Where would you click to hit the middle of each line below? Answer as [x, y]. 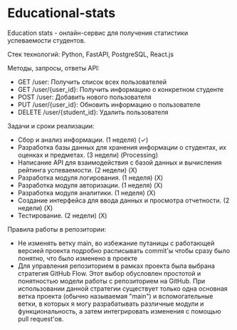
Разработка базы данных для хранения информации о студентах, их [122, 147]
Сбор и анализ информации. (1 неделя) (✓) [83, 140]
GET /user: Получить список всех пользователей [92, 82]
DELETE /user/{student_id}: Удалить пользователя [93, 112]
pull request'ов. [41, 319]
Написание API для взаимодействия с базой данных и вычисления [120, 163]
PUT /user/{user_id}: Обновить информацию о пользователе [109, 104]
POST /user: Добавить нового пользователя [84, 97]
